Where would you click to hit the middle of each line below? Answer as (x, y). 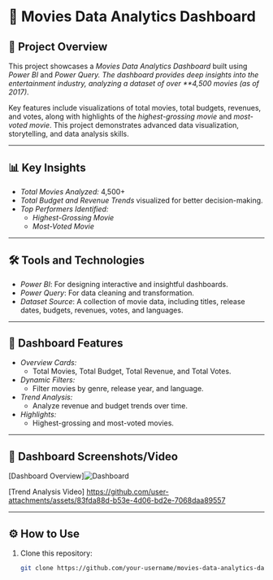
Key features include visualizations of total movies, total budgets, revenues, (135, 108)
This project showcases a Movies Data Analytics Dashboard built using (128, 66)
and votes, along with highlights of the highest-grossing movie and (120, 116)
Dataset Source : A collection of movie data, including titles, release (132, 301)
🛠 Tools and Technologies (76, 261)
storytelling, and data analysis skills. (69, 134)
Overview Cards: (48, 363)
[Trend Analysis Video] (47, 492)
